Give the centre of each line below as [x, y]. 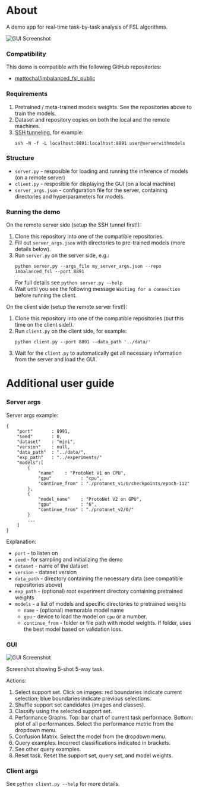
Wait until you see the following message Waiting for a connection [97, 289]
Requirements [27, 94]
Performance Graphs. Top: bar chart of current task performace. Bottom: [104, 717]
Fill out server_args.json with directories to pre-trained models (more [100, 243]
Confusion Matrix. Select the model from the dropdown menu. [91, 736]
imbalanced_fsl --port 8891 [49, 272]
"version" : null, [43, 447]
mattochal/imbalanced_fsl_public [55, 79]
